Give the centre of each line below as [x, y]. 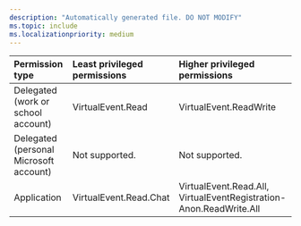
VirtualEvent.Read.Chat [121, 197]
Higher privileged [217, 64]
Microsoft [34, 161]
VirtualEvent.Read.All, [224, 187]
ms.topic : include [43, 26]
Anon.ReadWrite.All [219, 209]
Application [38, 197]
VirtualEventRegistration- [232, 197]
